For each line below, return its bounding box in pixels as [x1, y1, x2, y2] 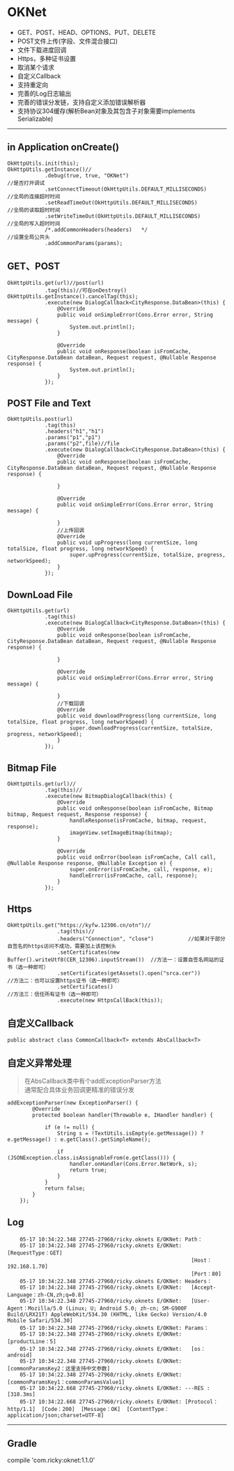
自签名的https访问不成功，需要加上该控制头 [7, 943, 116, 949]
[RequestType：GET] [7, 1250, 63, 1257]
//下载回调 [56, 700, 85, 707]
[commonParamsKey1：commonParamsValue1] [7, 1379, 125, 1386]
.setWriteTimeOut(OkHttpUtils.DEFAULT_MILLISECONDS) [44, 212, 201, 220]
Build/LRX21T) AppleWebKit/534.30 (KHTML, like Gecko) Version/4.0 [7, 1311, 208, 1318]
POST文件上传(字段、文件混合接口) [17, 36, 118, 45]
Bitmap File [7, 762, 57, 774]
